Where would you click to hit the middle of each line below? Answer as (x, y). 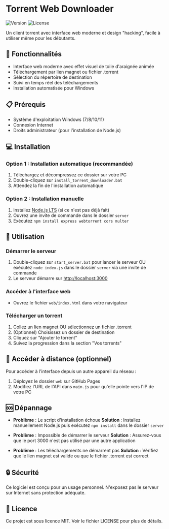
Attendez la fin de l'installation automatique (58, 185)
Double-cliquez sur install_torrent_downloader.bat (68, 180)
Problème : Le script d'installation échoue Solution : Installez (77, 420)
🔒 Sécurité (23, 472)
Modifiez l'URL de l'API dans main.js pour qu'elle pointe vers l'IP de (83, 386)
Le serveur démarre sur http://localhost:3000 (60, 278)
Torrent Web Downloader (60, 9)
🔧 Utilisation (25, 237)
